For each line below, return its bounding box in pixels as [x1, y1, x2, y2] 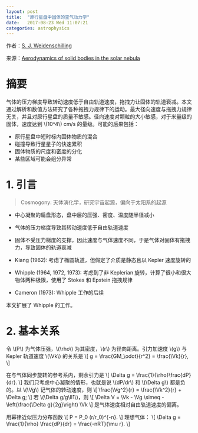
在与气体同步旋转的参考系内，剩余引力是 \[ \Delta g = [6, 371, 136, 379]
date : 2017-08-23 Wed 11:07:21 [6, 20, 88, 25]
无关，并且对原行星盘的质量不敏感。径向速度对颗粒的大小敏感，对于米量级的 [6, 113, 192, 120]
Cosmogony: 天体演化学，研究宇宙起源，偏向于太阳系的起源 [20, 199, 167, 206]
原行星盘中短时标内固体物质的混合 [14, 133, 98, 140]
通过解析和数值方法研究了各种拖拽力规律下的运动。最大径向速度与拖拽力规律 [6, 106, 192, 113]
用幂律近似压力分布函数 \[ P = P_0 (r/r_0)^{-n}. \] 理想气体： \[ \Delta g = [6, 413, 181, 421]
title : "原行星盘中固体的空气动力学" [6, 14, 90, 20]
